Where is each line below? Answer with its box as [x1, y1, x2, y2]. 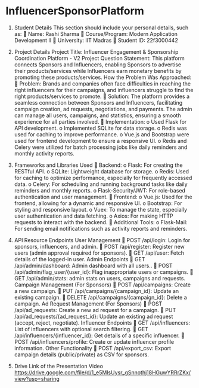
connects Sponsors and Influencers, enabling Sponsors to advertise [14, 61, 182, 68]
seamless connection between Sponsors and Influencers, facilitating [14, 99, 183, 106]
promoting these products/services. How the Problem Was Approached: [14, 74, 192, 81]
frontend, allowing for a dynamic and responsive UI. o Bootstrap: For [14, 199, 182, 207]
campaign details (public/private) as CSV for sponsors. [14, 351, 150, 358]
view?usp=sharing [14, 375, 60, 382]
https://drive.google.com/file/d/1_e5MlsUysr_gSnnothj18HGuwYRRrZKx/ [14, 369, 191, 376]
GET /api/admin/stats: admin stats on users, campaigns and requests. [14, 274, 186, 282]
